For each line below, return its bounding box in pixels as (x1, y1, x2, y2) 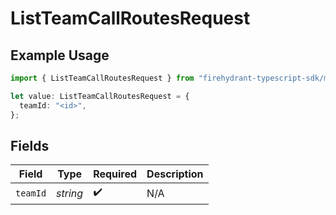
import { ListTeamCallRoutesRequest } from (10, 73, 195, 83)
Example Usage (10, 47, 110, 64)
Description (146, 167, 204, 181)
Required (93, 167, 138, 181)
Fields (10, 137, 50, 154)
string (56, 186, 84, 200)
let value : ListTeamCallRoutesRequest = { (10, 91, 190, 101)
